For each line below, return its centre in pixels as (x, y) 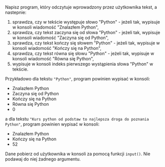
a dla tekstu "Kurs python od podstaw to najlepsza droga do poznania (77, 119)
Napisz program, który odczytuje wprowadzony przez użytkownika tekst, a (81, 7)
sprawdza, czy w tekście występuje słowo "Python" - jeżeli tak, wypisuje (86, 22)
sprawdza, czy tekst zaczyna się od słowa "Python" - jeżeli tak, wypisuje (86, 32)
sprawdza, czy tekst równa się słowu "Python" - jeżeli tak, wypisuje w (83, 53)
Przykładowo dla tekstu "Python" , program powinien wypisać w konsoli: (78, 79)
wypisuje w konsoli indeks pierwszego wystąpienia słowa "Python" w (83, 64)
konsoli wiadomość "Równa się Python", (53, 59)
